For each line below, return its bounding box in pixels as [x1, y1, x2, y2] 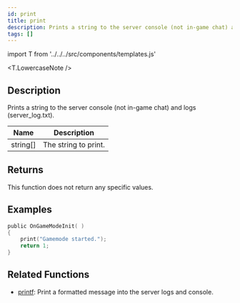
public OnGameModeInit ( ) [7, 222, 84, 230]
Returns [7, 164, 44, 176]
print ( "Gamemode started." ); [20, 236, 107, 243]
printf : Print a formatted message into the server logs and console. [17, 287, 214, 296]
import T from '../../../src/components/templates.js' [7, 50, 156, 58]
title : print [7, 17, 46, 24]
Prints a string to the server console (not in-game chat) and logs [7, 103, 196, 112]
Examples [7, 204, 52, 216]
